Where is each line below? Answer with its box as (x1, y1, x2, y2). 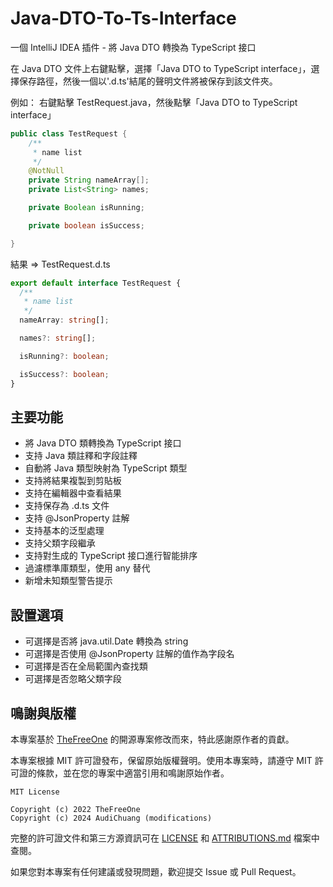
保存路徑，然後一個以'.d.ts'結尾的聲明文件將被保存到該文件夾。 (18, 75, 278, 87)
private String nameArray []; (28, 175, 150, 186)
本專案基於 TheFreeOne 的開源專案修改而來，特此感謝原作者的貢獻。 (10, 733, 295, 745)
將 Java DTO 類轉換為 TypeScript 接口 (24, 437, 182, 449)
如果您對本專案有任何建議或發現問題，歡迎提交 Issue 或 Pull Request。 (10, 866, 302, 877)
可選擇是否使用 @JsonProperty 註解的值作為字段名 (24, 648, 235, 660)
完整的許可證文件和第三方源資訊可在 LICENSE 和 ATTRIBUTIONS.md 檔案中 (10, 832, 320, 844)
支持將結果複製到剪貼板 (24, 475, 122, 487)
